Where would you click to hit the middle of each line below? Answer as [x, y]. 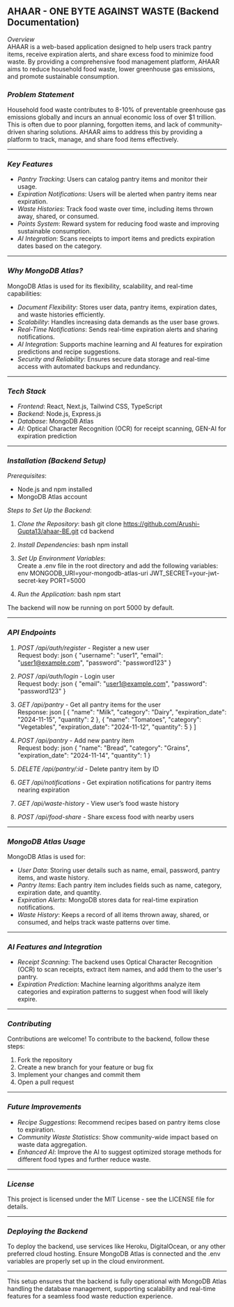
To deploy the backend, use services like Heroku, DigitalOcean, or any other [117, 1246]
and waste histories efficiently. [61, 315]
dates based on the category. [60, 246]
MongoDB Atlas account [52, 497]
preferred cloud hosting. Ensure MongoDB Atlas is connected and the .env [114, 1254]
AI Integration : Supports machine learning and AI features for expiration [120, 344]
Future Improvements [45, 1107]
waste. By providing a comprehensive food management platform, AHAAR [114, 62]
